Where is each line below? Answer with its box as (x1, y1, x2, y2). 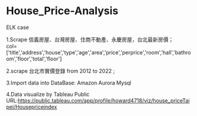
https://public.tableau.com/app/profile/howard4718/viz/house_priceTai (17, 96, 190, 104)
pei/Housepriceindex (6, 103, 57, 110)
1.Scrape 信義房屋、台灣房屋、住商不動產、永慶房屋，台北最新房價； (6, 36, 174, 43)
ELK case (6, 24, 30, 31)
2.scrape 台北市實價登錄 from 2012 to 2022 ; (6, 67, 115, 75)
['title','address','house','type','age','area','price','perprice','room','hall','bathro (6, 49, 191, 56)
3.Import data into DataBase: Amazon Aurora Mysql (6, 79, 131, 86)
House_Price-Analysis (6, 4, 118, 18)
